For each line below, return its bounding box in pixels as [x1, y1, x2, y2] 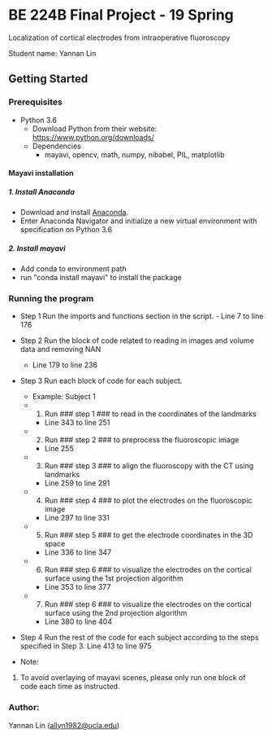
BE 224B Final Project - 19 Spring [8, 6, 234, 24]
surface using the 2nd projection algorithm [44, 608, 188, 618]
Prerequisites [8, 96, 63, 108]
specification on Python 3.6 [19, 225, 113, 235]
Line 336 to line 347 [44, 547, 112, 557]
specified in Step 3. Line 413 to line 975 [19, 641, 152, 651]
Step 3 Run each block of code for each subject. [19, 376, 183, 386]
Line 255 [44, 444, 75, 454]
